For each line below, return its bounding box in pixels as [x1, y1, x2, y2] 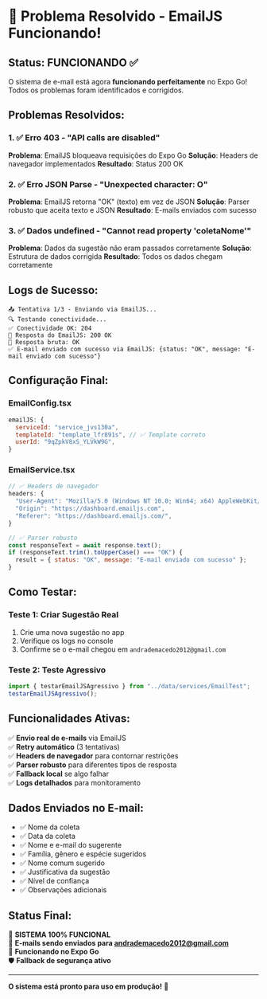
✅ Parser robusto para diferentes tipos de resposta [8, 760, 177, 770]
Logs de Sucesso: [8, 283, 99, 297]
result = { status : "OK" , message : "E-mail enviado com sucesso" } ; [15, 556, 247, 564]
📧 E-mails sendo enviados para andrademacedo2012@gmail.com [8, 938, 229, 948]
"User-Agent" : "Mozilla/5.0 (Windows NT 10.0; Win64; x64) [15, 497, 215, 505]
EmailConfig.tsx [8, 398, 72, 409]
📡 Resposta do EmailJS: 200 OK [8, 331, 112, 339]
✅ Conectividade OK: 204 [8, 324, 92, 333]
